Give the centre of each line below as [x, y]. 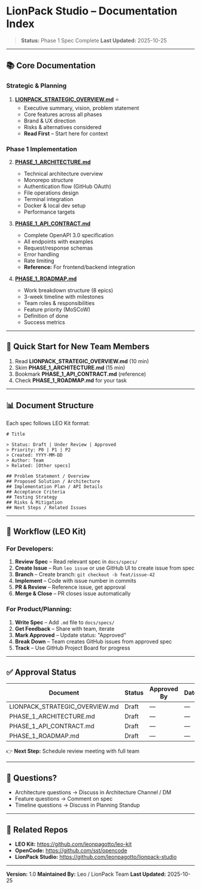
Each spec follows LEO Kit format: [48, 423]
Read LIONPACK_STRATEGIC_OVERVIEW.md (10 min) [82, 361]
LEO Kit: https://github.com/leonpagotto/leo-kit [73, 844]
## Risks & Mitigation [34, 502]
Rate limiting [39, 261]
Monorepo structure [48, 180]
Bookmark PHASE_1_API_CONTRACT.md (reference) [80, 374]
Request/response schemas [58, 248]
